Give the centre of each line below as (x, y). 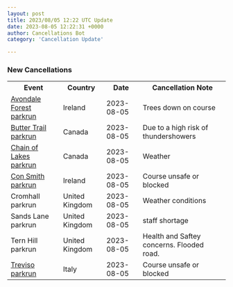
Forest (21, 108)
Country (81, 88)
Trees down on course (179, 108)
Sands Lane (30, 216)
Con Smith (28, 177)
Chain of (25, 148)
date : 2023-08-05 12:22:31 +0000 (55, 26)
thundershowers (169, 136)
